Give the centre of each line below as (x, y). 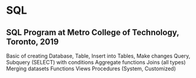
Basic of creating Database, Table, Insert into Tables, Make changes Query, (98, 56)
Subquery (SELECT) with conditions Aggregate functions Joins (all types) (96, 62)
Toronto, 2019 (33, 41)
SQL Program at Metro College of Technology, (93, 32)
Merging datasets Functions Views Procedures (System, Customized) (91, 68)
